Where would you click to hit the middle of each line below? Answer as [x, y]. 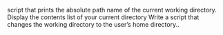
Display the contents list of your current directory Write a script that [103, 17]
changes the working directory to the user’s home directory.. [93, 24]
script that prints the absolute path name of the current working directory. [112, 10]
